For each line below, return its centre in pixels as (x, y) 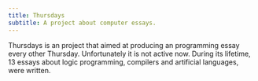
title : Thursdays (37, 15)
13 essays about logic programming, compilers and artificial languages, (123, 62)
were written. (29, 70)
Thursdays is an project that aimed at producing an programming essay (124, 45)
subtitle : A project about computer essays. (82, 23)
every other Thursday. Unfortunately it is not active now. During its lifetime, (129, 53)
